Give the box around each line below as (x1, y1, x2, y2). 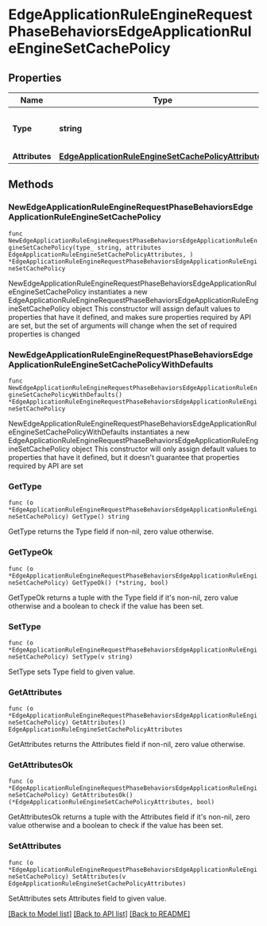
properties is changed (8, 329, 81, 339)
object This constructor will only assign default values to (71, 444, 257, 453)
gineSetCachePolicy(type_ (8, 243, 94, 251)
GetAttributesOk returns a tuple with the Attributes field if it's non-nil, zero (8, 812, 250, 822)
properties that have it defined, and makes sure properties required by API (8, 312, 252, 321)
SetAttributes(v (72, 873, 126, 881)
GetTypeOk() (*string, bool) (72, 578, 169, 586)
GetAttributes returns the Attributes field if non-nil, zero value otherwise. (8, 740, 246, 749)
